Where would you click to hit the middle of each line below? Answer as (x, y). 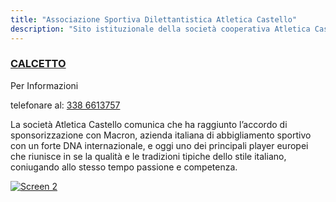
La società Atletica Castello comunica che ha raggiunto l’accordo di (149, 124)
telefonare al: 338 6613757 (65, 105)
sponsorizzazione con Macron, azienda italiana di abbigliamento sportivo (161, 135)
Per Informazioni (44, 85)
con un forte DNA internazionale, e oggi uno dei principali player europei (159, 145)
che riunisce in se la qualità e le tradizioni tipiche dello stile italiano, (148, 156)
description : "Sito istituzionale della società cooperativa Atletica (160, 29)
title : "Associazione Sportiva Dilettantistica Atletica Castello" (154, 19)
